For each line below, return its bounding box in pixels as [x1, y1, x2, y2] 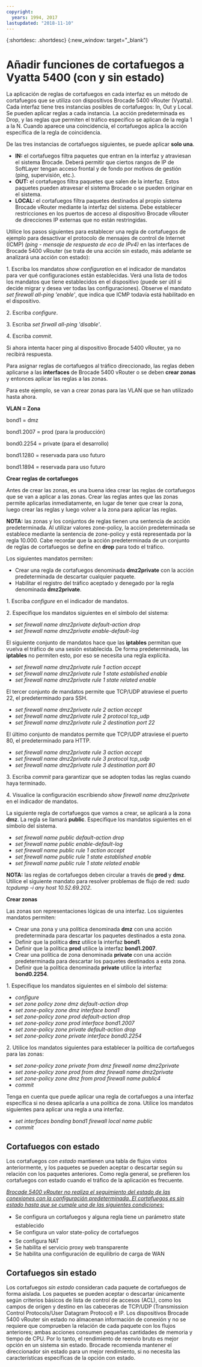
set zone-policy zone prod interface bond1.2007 [14, 1020, 135, 1027]
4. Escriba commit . [6, 332, 53, 340]
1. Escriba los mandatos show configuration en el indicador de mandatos [6, 265, 186, 273]
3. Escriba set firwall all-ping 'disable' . [6, 321, 102, 328]
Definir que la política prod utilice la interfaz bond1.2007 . [14, 945, 158, 952]
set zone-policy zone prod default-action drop [14, 1013, 130, 1020]
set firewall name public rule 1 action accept [14, 847, 125, 854]
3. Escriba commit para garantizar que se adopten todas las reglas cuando [6, 773, 191, 781]
